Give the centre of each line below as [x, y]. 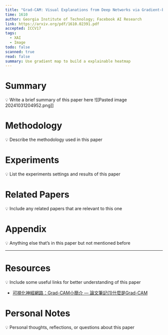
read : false [17, 56]
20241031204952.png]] [29, 105]
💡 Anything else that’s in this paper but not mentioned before [68, 243]
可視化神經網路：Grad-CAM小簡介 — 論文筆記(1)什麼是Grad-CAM [80, 293]
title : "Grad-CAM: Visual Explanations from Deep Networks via [72, 10]
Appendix [26, 229]
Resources [28, 268]
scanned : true [20, 52]
